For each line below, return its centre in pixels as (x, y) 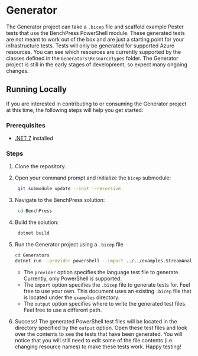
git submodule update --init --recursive (69, 189)
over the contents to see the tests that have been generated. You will (98, 334)
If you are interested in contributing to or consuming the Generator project (96, 104)
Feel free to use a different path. (63, 310)
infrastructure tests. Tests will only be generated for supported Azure (90, 46)
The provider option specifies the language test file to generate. (102, 272)
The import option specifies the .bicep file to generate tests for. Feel (107, 284)
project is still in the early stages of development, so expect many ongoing (97, 64)
